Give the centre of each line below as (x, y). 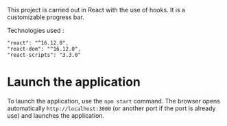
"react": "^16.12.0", (38, 43)
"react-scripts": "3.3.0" (44, 55)
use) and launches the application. (56, 115)
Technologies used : (36, 30)
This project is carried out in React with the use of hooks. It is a (96, 10)
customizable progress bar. (46, 17)
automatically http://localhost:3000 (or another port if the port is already (111, 108)
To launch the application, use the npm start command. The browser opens (114, 101)
